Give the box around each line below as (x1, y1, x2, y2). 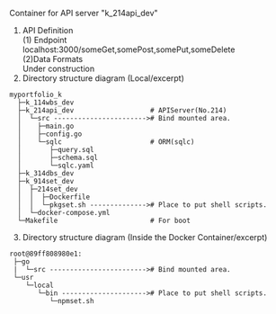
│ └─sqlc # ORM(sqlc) (17, 138, 195, 147)
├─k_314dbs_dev (17, 169, 75, 178)
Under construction (22, 63, 95, 74)
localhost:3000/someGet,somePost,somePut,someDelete (22, 44, 236, 55)
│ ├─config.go (17, 130, 83, 139)
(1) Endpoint (22, 35, 67, 45)
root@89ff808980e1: (9, 249, 83, 258)
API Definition (22, 25, 74, 35)
